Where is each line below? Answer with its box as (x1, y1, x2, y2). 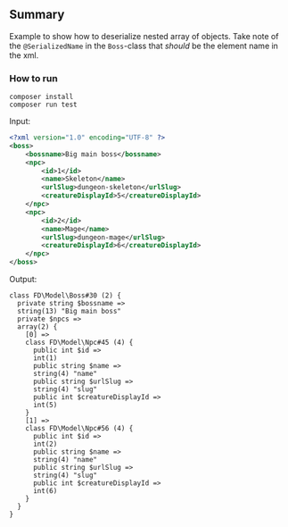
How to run (9, 71, 58, 84)
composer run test (9, 100, 78, 110)
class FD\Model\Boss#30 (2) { (9, 291, 122, 300)
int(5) (32, 401, 58, 410)
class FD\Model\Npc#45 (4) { (25, 339, 134, 347)
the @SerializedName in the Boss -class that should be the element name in (9, 40, 279, 51)
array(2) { (17, 322, 58, 331)
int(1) (32, 354, 58, 363)
